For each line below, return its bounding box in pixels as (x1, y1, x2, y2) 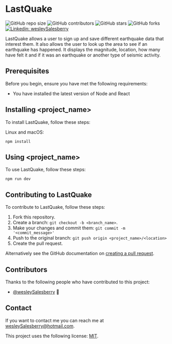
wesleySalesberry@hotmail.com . (5, 322, 75, 329)
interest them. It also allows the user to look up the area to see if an (5, 41, 148, 47)
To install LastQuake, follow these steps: (5, 119, 91, 125)
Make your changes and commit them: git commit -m (12, 225, 126, 231)
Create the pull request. (12, 240, 63, 247)
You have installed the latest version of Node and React (12, 90, 130, 97)
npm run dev (5, 176, 31, 182)
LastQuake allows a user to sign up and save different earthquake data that (5, 35, 164, 42)
